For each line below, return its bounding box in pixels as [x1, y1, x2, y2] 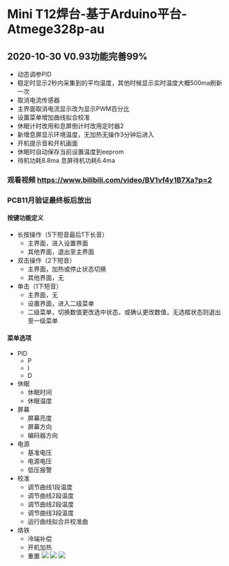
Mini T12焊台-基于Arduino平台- [7, 6, 188, 22]
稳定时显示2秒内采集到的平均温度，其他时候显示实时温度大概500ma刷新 [17, 79, 223, 87]
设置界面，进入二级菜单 [27, 299, 94, 307]
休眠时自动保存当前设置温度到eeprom [17, 148, 124, 156]
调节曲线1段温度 [27, 483, 73, 492]
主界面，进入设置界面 [27, 239, 88, 247]
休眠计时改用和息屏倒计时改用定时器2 [17, 122, 124, 130]
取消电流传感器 [17, 96, 60, 104]
